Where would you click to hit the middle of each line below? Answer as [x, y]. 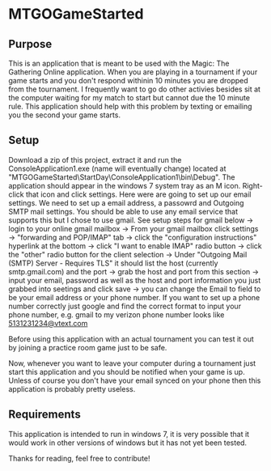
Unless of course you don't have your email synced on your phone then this [135, 380]
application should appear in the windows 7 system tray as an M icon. [125, 185]
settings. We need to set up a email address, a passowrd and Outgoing [126, 202]
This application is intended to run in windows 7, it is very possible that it [129, 434]
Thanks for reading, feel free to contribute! [80, 458]
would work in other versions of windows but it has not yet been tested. [128, 443]
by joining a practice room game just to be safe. [88, 347]
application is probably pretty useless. [72, 388]
